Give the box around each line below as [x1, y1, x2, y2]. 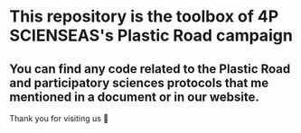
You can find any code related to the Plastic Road [9, 61, 291, 76]
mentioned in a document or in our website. [9, 89, 260, 104]
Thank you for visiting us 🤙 [9, 113, 109, 123]
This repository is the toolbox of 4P [9, 6, 279, 27]
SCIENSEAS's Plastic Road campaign [9, 25, 294, 46]
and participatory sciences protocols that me [9, 75, 269, 91]
